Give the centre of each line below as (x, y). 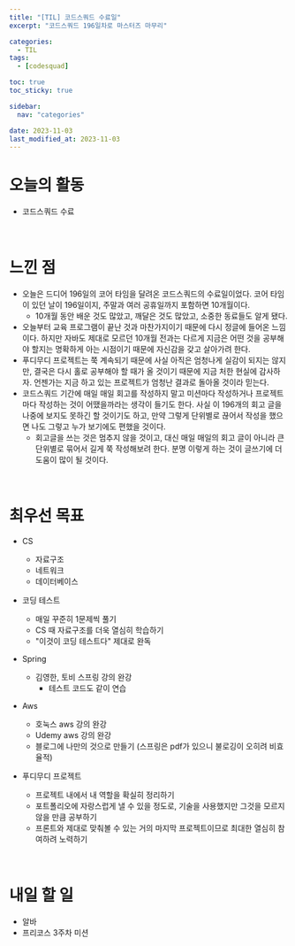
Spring (34, 659)
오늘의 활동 (47, 185)
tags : (19, 58)
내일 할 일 (42, 896)
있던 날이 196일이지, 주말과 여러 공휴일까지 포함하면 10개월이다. (140, 305)
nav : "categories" (51, 115)
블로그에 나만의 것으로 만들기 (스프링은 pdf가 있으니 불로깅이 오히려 (151, 746)
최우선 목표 (47, 516)
